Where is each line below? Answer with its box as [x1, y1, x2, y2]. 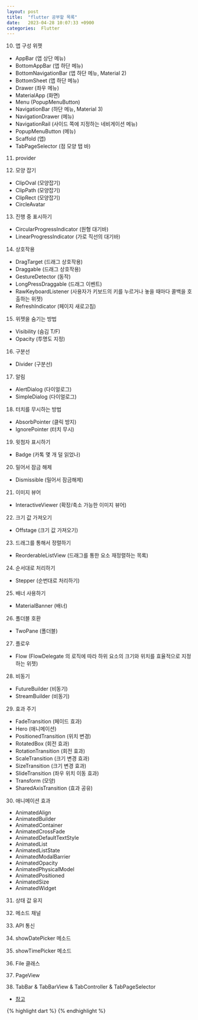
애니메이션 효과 [15, 797, 51, 804]
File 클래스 [15, 960, 40, 967]
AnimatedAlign [15, 809, 51, 816]
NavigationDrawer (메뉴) [15, 113, 74, 120]
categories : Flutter [7, 25, 60, 31]
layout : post [7, 8, 39, 15]
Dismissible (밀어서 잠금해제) [15, 476, 83, 483]
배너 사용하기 [15, 589, 46, 597]
